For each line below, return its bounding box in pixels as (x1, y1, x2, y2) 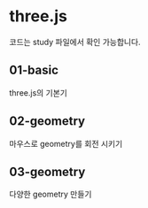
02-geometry (9, 113, 86, 129)
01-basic (9, 63, 59, 78)
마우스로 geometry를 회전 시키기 (9, 138, 123, 149)
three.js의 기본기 (9, 87, 68, 98)
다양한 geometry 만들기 (9, 189, 92, 200)
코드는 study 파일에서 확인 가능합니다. (9, 36, 141, 47)
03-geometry (9, 164, 86, 179)
